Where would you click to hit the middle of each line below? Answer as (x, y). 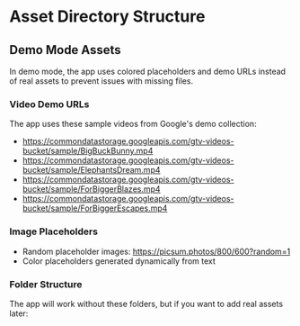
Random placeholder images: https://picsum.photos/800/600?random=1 (156, 251)
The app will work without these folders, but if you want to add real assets (146, 303)
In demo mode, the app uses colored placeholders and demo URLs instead (147, 71)
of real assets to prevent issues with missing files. (101, 81)
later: (19, 313)
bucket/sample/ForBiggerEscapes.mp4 (95, 208)
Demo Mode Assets (65, 50)
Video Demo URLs (49, 104)
